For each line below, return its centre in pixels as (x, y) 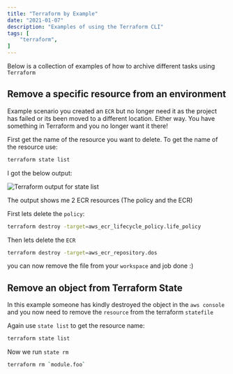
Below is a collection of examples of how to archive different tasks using (111, 66)
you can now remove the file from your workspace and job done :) (100, 266)
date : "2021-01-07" (36, 20)
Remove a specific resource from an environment (117, 94)
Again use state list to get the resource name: (76, 326)
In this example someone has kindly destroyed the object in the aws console (116, 305)
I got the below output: (40, 173)
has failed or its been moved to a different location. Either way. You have (111, 118)
